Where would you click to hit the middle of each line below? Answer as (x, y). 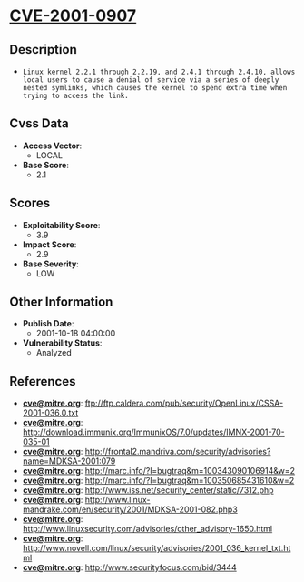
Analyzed (54, 353)
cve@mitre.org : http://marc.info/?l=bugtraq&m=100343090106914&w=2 (159, 471)
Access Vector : (52, 145)
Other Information (61, 302)
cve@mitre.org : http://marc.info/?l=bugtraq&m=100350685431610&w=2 (158, 481)
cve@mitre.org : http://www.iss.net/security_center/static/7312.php (148, 490)
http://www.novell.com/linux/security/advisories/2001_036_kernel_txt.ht (157, 548)
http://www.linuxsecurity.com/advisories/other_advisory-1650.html (147, 529)
